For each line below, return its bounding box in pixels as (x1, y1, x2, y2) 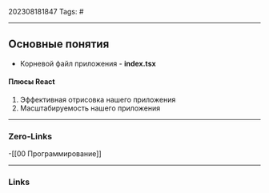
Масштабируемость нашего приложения (19, 103, 161, 113)
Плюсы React (8, 77, 55, 86)
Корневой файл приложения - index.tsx (19, 58, 156, 68)
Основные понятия (8, 38, 110, 51)
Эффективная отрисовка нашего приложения (19, 95, 176, 105)
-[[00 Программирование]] (8, 149, 102, 159)
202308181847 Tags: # (8, 7, 84, 16)
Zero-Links (8, 131, 53, 142)
